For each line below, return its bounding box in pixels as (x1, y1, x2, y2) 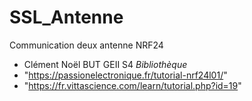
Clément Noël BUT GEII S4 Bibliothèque (23, 58, 188, 70)
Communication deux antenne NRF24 (9, 39, 164, 51)
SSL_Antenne (9, 6, 124, 29)
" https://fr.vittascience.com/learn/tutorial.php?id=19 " (23, 79, 242, 91)
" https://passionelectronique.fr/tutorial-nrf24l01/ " (23, 69, 228, 81)
